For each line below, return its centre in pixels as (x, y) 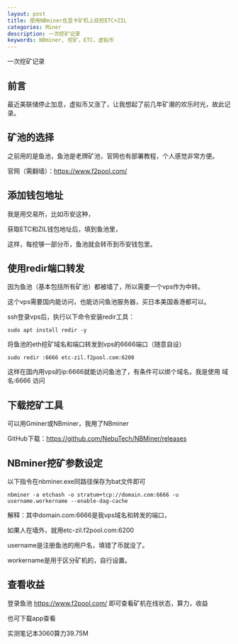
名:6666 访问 (26, 380)
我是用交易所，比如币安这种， (51, 214)
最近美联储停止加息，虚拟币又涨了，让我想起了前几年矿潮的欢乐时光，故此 (116, 104)
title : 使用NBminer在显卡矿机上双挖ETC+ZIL (67, 21)
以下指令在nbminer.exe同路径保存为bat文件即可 (76, 481)
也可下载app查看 (32, 618)
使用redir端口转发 (46, 268)
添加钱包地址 (35, 196)
